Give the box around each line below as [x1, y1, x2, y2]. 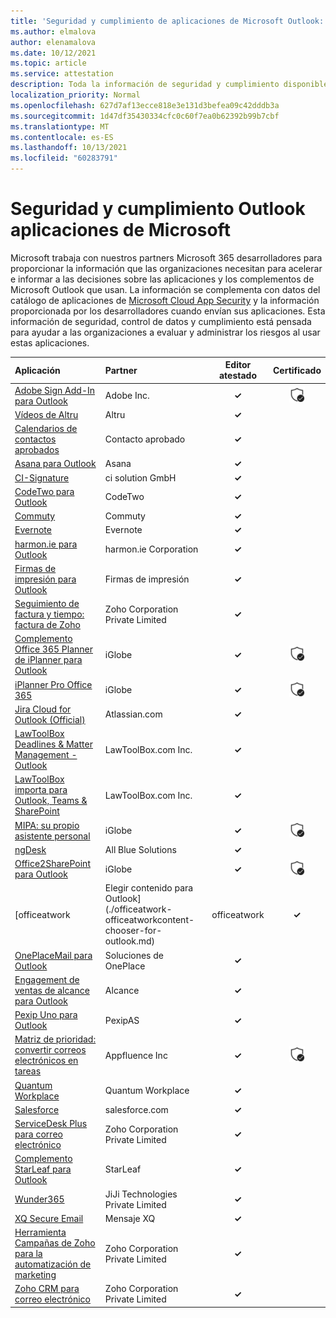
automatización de [14, 1258, 92, 1270]
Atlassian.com [104, 708, 163, 720]
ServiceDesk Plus [14, 1118, 88, 1130]
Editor [224, 359, 252, 371]
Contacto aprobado [104, 433, 186, 445]
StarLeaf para [14, 1163, 72, 1175]
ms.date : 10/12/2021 [10, 48, 97, 58]
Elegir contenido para [104, 882, 194, 894]
